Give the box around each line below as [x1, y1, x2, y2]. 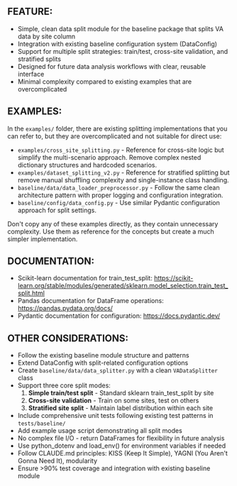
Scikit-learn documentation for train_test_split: [17, 274, 153, 282]
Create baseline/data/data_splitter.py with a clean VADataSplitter [17, 366, 218, 375]
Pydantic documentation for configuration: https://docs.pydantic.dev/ [17, 311, 221, 320]
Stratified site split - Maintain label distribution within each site [28, 404, 214, 412]
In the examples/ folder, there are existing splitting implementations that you [7, 124, 228, 133]
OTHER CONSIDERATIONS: [7, 332, 129, 344]
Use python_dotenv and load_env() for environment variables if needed [17, 441, 226, 450]
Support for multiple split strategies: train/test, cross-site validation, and [17, 47, 228, 55]
